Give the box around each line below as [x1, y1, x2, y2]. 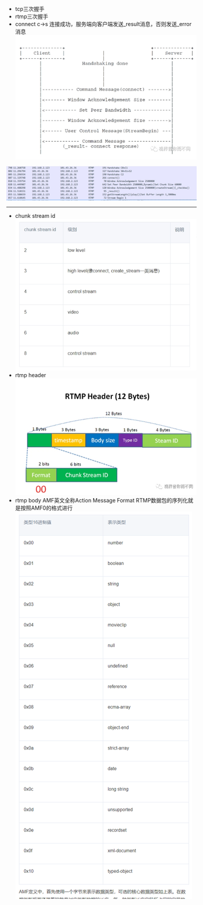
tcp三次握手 [14, 5, 45, 12]
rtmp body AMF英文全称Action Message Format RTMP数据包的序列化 [14, 496, 188, 504]
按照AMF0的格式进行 [20, 504, 73, 512]
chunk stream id [14, 212, 56, 220]
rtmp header [14, 371, 47, 378]
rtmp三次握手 [14, 13, 48, 20]
